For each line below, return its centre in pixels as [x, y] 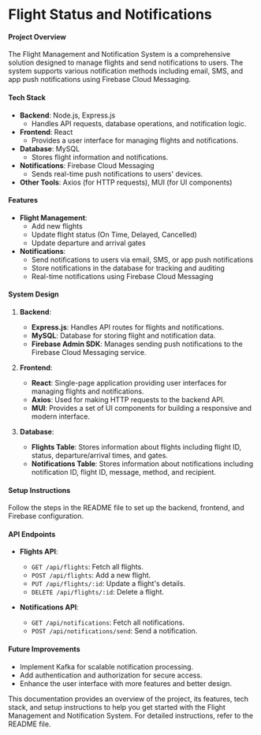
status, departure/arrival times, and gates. [99, 455]
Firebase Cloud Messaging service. [89, 352]
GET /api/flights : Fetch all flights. [87, 567]
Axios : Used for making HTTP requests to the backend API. [128, 399]
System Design [34, 294]
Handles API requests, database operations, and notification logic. [139, 123]
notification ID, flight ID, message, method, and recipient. [124, 472]
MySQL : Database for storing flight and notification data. [123, 336]
